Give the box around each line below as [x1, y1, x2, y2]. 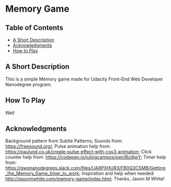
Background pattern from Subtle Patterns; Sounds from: [5, 138, 123, 144]
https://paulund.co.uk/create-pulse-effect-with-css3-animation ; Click [5, 149, 152, 155]
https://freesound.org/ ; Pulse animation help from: [5, 143, 111, 149]
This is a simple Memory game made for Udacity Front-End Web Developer [5, 76, 163, 82]
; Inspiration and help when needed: [79, 170, 155, 176]
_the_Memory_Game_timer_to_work [5, 170, 79, 176]
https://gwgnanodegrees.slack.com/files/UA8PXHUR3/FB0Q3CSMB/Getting [5, 165, 166, 171]
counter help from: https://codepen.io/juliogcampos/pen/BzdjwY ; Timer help [5, 154, 166, 161]
